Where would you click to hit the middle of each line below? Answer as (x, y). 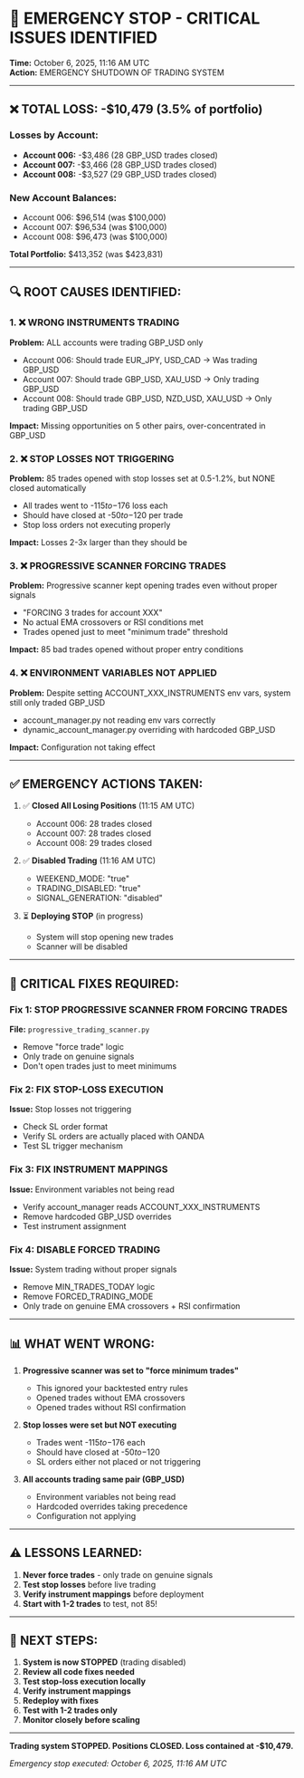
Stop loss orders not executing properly (96, 524)
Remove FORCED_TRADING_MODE (88, 1296)
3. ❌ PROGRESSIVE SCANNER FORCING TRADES (118, 565)
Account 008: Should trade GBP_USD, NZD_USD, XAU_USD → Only (147, 399)
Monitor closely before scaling (81, 1720)
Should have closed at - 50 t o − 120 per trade (103, 514)
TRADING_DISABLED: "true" (89, 889)
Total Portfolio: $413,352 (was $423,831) (86, 254)
